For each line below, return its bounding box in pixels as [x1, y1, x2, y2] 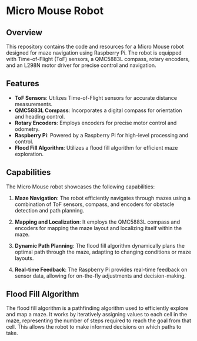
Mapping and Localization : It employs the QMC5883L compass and [14, 218, 181, 225]
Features [6, 79, 39, 89]
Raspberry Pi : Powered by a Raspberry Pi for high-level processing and [14, 131, 189, 139]
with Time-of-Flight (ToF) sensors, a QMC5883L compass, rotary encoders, [6, 56, 190, 62]
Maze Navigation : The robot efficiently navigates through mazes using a [14, 194, 191, 201]
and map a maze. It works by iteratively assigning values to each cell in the [6, 311, 188, 318]
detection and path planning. [14, 207, 85, 214]
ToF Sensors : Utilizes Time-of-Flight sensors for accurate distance [14, 94, 178, 101]
